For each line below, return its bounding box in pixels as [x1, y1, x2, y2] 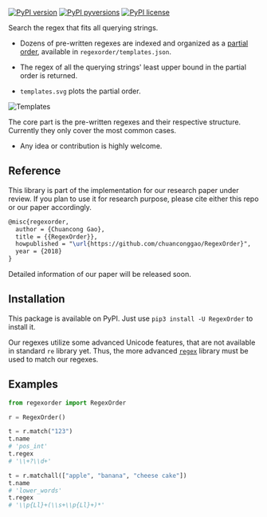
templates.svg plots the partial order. [19, 86, 141, 96]
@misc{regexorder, [8, 218, 69, 226]
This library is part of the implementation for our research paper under [8, 185, 239, 195]
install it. [8, 322, 36, 331]
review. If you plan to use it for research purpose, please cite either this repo [8, 194, 259, 203]
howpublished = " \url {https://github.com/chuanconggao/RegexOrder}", [15, 240, 251, 248]
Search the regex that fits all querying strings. [8, 23, 159, 32]
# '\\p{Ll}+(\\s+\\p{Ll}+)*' [8, 501, 105, 510]
